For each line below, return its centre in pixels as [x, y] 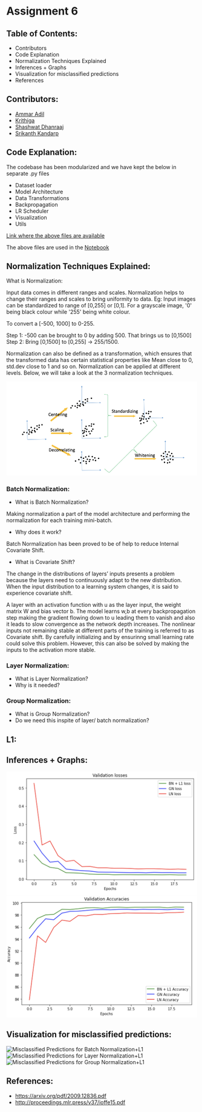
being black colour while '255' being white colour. [68, 312]
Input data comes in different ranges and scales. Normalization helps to [95, 293]
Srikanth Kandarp [37, 133]
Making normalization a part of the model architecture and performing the [98, 514]
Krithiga [25, 120]
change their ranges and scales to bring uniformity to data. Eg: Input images [101, 299]
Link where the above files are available [55, 235]
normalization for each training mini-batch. [60, 520]
